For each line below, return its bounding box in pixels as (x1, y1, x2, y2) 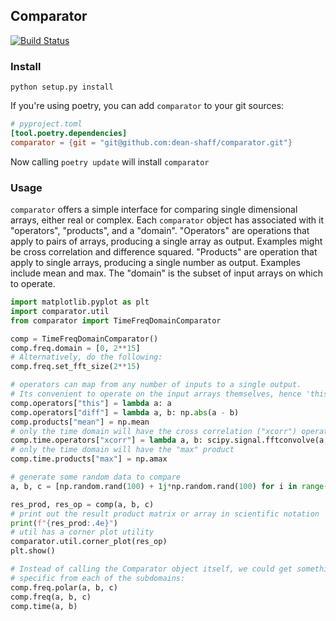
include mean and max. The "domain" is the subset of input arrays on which (10, 267, 323, 279)
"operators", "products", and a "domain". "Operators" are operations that (10, 225, 310, 237)
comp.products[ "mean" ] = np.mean (10, 417, 150, 427)
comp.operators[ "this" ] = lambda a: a (10, 398, 172, 408)
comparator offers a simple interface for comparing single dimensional (10, 204, 298, 216)
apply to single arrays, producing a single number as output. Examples (10, 257, 301, 269)
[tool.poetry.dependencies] (10, 128, 128, 138)
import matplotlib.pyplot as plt (10, 297, 150, 308)
